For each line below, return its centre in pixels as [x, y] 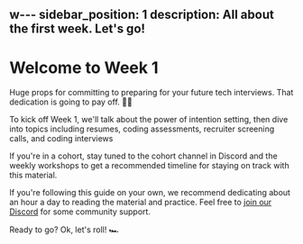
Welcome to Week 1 [84, 68]
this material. [33, 176]
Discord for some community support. [80, 212]
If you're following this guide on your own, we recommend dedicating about [150, 193]
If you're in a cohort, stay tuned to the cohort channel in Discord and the [143, 156]
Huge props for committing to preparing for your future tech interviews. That [151, 93]
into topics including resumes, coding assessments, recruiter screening [142, 129]
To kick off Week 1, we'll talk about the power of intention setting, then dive [149, 120]
